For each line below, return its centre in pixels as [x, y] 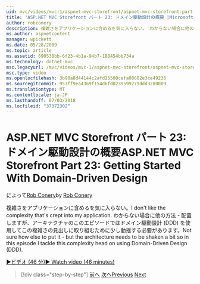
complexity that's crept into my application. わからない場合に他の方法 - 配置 [99, 215]
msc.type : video [26, 73]
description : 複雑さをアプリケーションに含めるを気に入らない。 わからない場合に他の [100, 28]
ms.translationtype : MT [36, 89]
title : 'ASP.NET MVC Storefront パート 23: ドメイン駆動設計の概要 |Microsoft [100, 17]
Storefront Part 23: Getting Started [94, 165]
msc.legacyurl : [25, 67]
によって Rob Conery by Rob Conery [49, 195]
